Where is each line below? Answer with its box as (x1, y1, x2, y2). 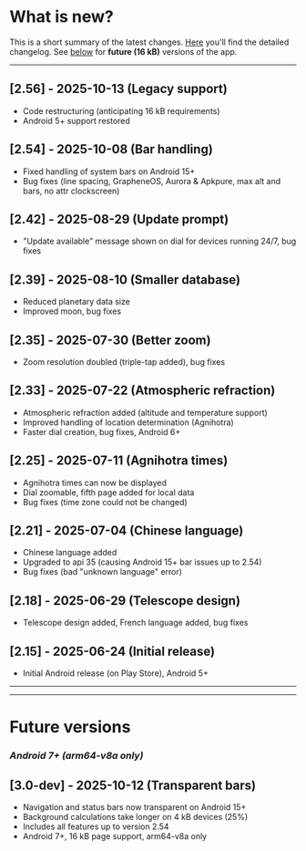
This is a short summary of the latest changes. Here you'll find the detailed (9, 36, 290, 47)
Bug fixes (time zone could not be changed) (22, 496, 189, 507)
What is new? (9, 6, 114, 27)
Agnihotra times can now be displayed (22, 477, 167, 488)
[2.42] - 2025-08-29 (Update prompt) (9, 212, 229, 227)
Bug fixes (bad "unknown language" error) (22, 566, 182, 577)
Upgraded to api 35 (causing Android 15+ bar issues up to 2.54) (22, 556, 262, 567)
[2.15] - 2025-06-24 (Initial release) (9, 643, 216, 659)
